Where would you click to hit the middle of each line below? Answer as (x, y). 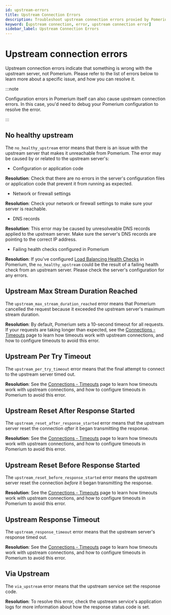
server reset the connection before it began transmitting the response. (79, 483)
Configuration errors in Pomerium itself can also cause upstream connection (85, 99)
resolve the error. (23, 109)
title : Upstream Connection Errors (43, 15)
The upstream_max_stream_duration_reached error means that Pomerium (80, 303)
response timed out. (26, 537)
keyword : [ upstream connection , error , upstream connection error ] (78, 24)
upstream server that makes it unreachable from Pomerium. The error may (83, 153)
